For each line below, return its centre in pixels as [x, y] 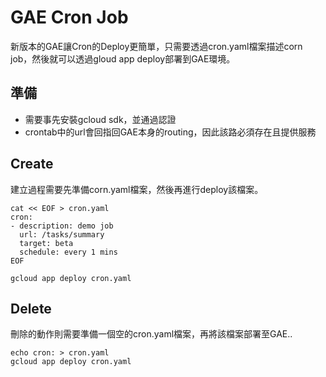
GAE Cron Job [69, 17]
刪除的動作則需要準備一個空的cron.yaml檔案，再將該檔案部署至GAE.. [151, 334]
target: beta [46, 243]
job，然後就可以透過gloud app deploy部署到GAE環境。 [123, 58]
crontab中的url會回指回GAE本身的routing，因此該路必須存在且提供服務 [170, 132]
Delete [31, 308]
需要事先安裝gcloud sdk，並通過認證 [100, 119]
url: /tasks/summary [62, 234]
